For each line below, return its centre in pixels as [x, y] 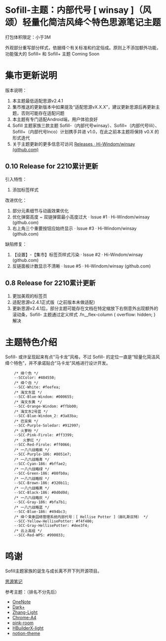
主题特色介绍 [31, 342]
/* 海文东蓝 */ [28, 393]
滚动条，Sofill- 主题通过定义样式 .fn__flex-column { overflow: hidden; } [84, 314]
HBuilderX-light [28, 628]
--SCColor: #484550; [35, 378]
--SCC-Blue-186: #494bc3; [41, 512]
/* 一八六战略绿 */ [32, 469]
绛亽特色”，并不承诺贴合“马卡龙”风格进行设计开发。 [58, 363]
